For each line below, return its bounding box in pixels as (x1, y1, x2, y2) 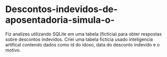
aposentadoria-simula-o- (5, 14, 115, 26)
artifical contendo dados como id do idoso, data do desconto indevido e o (5, 41, 160, 47)
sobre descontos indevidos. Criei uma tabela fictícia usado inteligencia (5, 36, 153, 42)
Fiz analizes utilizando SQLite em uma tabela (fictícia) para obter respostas (5, 31, 162, 37)
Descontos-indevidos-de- (5, 4, 118, 15)
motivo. (5, 47, 21, 53)
